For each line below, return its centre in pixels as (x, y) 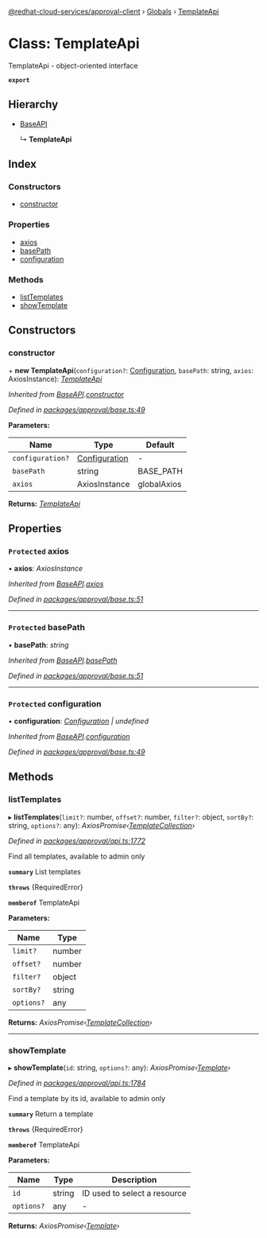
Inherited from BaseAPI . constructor (66, 394)
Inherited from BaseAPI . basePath (63, 660)
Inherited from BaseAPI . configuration (69, 736)
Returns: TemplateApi (44, 504)
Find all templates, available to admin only (77, 856)
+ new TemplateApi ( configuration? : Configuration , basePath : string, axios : (131, 370)
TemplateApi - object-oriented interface (74, 65)
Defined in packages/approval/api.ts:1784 (77, 1083)
